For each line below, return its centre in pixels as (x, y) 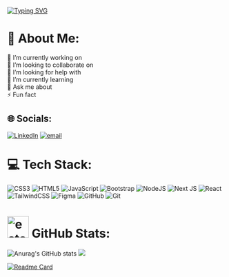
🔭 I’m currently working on (45, 57)
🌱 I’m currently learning (40, 79)
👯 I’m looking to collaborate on (50, 65)
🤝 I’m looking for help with (44, 72)
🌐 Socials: (30, 119)
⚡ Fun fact (22, 94)
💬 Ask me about (30, 87)
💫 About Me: (43, 39)
